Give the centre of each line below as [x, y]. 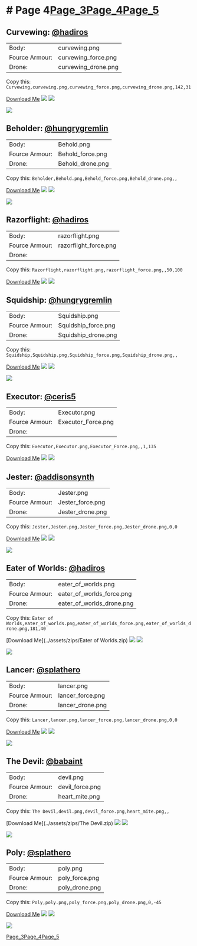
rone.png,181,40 [26, 629]
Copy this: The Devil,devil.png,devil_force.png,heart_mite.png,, [88, 811]
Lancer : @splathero [43, 670]
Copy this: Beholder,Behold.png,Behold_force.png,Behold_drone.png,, [92, 178]
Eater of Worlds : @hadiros [56, 568]
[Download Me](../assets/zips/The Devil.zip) [60, 823]
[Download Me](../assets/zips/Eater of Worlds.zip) [67, 640]
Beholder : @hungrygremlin [57, 128]
